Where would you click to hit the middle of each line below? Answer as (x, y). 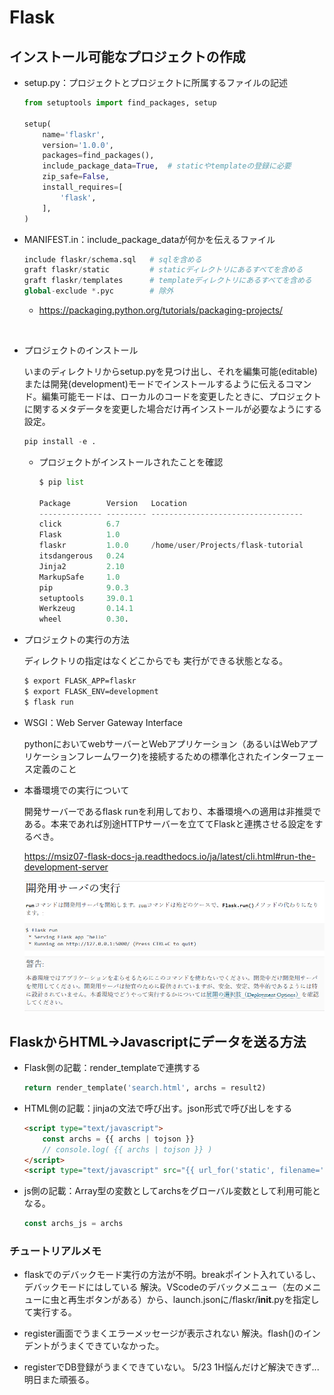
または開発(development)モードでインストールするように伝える (154, 384)
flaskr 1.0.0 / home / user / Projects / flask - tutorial (171, 546)
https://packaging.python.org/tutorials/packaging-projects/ (161, 310)
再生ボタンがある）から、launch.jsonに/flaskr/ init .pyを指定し (193, 1300)
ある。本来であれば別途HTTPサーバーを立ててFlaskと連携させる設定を (169, 823)
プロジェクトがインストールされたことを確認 (131, 462)
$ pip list (61, 482)
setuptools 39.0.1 (86, 598)
